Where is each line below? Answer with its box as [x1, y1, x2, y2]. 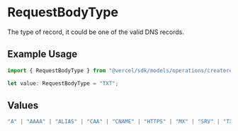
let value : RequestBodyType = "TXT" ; [7, 79, 119, 87]
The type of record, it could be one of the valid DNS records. [7, 28, 185, 36]
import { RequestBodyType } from [7, 67, 106, 74]
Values [7, 99, 39, 111]
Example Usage [7, 48, 78, 60]
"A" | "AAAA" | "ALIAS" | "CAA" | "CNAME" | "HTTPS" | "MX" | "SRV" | [7, 118, 220, 125]
